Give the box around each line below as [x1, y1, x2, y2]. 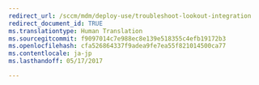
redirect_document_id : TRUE [8, 19, 104, 28]
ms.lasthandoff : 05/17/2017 [8, 57, 104, 66]
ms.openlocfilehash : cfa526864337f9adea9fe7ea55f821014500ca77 [8, 42, 227, 50]
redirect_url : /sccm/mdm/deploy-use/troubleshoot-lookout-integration [8, 11, 252, 20]
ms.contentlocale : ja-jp [8, 49, 92, 57]
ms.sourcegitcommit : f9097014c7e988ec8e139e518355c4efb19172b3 [8, 34, 227, 43]
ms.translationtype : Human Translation [8, 27, 143, 35]
